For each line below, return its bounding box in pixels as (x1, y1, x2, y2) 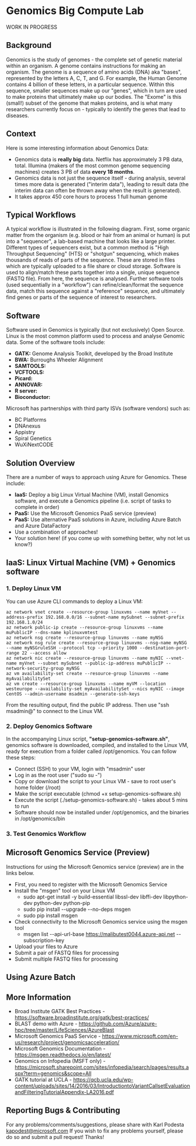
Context (6, 129, 36, 139)
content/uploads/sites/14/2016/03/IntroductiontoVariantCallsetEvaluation (14, 1082, 190, 1089)
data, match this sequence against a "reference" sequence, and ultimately (6, 288, 185, 295)
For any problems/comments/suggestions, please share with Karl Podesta (6, 1121, 184, 1128)
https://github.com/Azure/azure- (78, 1020, 157, 1027)
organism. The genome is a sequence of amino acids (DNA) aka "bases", (6, 68, 182, 75)
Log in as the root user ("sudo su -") (14, 771, 102, 779)
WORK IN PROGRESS (6, 23, 57, 30)
